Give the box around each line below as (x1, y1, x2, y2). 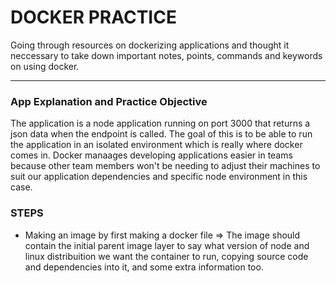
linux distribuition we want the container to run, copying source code (24, 250, 309, 262)
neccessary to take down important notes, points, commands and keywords (10, 49, 323, 61)
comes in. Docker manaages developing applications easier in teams (10, 149, 293, 161)
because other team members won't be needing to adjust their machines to (10, 160, 321, 172)
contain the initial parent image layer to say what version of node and (24, 239, 310, 251)
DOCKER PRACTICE (10, 6, 177, 29)
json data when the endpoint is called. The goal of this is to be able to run (10, 128, 313, 140)
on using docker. (10, 60, 80, 72)
